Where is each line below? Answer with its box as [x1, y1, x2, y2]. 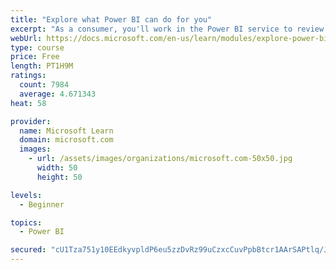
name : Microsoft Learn [19, 126, 114, 136]
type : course [10, 42, 65, 53]
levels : [10, 190, 43, 200]
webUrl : [10, 33, 43, 43]
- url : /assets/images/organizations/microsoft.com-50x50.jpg [28, 154, 293, 164]
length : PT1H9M [10, 61, 74, 71]
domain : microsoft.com [19, 135, 114, 145]
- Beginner [19, 199, 65, 210]
